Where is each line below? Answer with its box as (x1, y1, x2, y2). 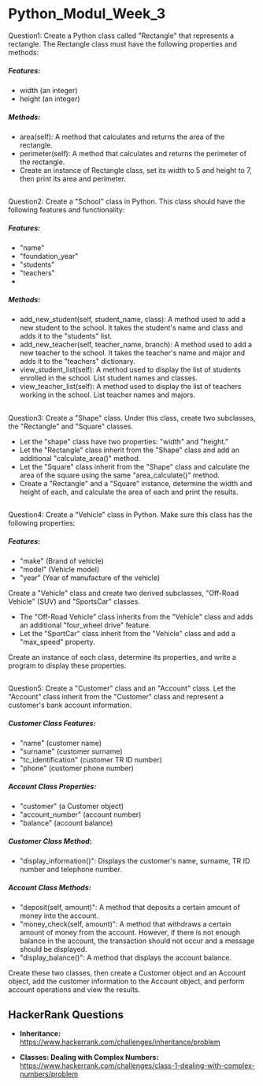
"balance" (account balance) (19, 818, 113, 828)
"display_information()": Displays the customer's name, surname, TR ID (19, 856, 250, 866)
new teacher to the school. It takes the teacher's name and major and (19, 348, 246, 358)
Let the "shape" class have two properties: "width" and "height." (19, 436, 229, 446)
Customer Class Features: (8, 718, 96, 728)
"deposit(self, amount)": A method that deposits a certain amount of (19, 903, 240, 912)
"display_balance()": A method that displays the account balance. (19, 953, 232, 963)
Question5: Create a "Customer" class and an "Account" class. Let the (8, 683, 236, 693)
